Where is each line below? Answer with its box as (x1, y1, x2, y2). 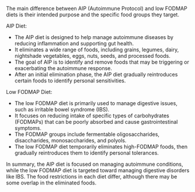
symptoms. (14, 125, 42, 131)
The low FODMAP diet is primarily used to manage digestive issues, (14, 100, 178, 107)
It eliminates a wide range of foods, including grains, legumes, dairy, (14, 46, 179, 53)
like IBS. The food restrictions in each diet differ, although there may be (6, 173, 177, 180)
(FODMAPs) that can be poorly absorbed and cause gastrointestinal (14, 118, 178, 125)
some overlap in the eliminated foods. (6, 179, 97, 186)
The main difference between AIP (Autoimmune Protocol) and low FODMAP (6, 5, 188, 12)
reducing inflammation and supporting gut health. (14, 40, 134, 47)
